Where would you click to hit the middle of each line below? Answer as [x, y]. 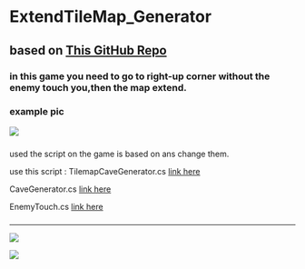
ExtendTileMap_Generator [110, 17]
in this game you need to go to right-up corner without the [140, 76]
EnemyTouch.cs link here [56, 206]
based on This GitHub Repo [88, 50]
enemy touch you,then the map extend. [98, 87]
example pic [37, 112]
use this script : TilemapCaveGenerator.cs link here [105, 171]
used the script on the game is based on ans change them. [119, 154]
